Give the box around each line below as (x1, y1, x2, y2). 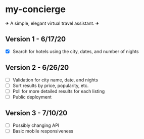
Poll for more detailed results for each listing (12, 88, 105, 94)
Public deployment (12, 94, 52, 100)
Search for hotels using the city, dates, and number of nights (12, 48, 139, 54)
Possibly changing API (12, 122, 60, 128)
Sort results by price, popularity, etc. (12, 82, 89, 88)
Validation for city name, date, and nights (12, 77, 99, 83)
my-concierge (5, 4, 66, 15)
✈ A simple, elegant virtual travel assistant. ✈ (5, 20, 100, 26)
